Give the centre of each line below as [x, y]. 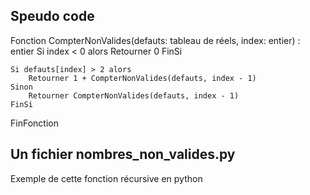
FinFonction [34, 123]
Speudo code [52, 16]
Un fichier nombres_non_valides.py [123, 154]
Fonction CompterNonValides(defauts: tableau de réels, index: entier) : [155, 40]
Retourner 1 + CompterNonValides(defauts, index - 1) [142, 78]
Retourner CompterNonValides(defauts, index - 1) [134, 95]
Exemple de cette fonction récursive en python [106, 178]
